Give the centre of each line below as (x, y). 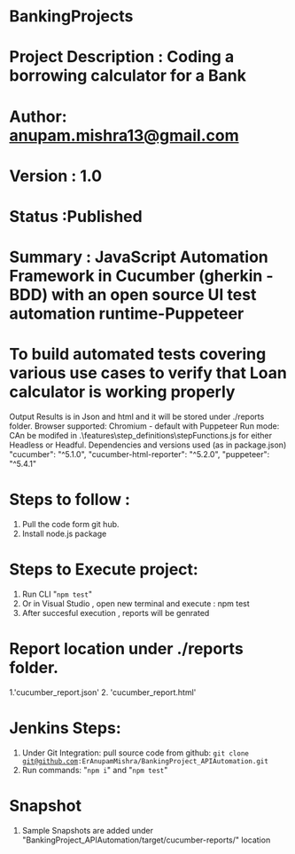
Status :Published (76, 216)
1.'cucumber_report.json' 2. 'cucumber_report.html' (103, 692)
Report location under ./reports (126, 649)
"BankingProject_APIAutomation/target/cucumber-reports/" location (146, 840)
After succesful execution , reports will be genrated (116, 613)
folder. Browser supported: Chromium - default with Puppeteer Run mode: (144, 426)
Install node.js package (64, 534)
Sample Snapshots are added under (87, 830)
